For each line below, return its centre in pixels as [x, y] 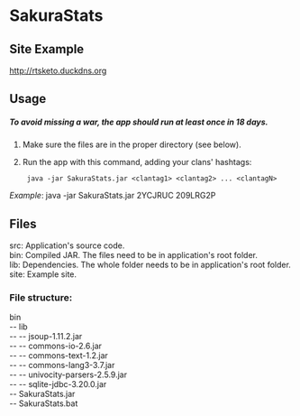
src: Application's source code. [67, 245]
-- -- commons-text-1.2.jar [59, 356]
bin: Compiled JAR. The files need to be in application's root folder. [134, 255]
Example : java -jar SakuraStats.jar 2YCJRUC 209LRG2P [113, 196]
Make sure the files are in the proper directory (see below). [132, 144]
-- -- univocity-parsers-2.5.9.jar [68, 374]
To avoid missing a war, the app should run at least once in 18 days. [139, 122]
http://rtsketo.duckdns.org [58, 70]
